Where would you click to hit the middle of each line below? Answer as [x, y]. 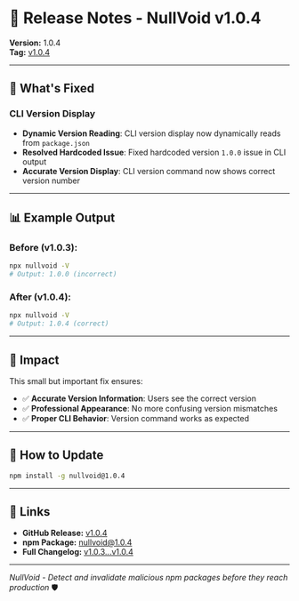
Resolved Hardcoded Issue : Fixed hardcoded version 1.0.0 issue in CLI [154, 152]
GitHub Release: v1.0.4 [65, 533]
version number [51, 180]
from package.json [56, 142]
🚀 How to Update [57, 456]
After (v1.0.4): [40, 297]
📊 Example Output [62, 218]
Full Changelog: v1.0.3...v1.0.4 [77, 552]
